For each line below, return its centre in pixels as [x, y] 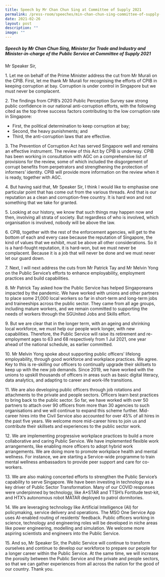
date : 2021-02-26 [23, 19]
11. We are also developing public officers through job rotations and [73, 389]
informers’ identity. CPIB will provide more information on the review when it [82, 172]
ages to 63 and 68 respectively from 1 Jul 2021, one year [89, 339]
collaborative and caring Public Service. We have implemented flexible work [82, 441]
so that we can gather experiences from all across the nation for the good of [82, 564]
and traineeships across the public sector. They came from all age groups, [80, 303]
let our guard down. [25, 258]
